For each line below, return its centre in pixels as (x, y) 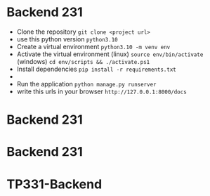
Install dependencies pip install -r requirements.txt (96, 69)
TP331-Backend (54, 184)
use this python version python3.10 (67, 39)
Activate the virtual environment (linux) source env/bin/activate (110, 54)
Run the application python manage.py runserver (86, 84)
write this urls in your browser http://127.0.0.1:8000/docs (101, 91)
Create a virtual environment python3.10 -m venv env (93, 46)
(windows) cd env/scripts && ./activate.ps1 (83, 61)
